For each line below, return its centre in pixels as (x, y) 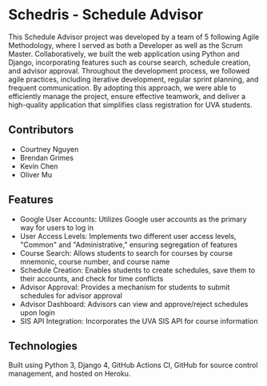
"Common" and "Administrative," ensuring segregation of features (129, 245)
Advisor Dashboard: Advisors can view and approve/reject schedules (134, 304)
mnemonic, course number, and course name (95, 261)
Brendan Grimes (47, 157)
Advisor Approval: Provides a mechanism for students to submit (125, 287)
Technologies (43, 346)
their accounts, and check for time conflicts (92, 278)
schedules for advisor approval (71, 295)
